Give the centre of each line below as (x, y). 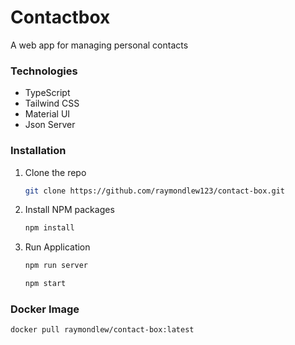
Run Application (57, 247)
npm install (49, 228)
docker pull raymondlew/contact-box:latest (102, 330)
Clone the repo (55, 172)
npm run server (56, 266)
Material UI (47, 114)
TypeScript (47, 93)
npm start (45, 284)
